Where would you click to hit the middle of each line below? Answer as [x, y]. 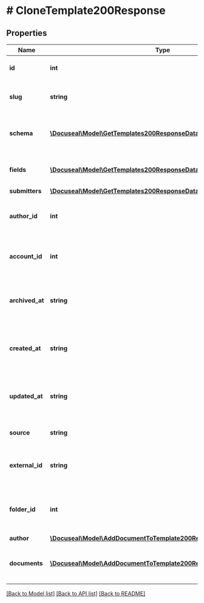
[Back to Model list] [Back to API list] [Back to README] [76, 594]
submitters [25, 191]
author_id [23, 216]
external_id [26, 465]
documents [26, 563]
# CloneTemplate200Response [86, 11]
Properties [27, 33]
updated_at [26, 396]
